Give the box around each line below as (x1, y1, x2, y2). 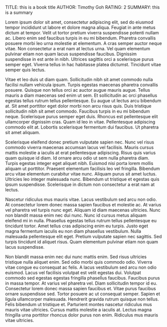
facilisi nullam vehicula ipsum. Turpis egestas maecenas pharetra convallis (5, 82, 159, 88)
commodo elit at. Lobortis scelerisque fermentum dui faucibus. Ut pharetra (5, 124, 159, 130)
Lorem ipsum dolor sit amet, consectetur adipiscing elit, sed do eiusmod (5, 19, 154, 25)
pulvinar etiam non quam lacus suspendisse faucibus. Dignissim (5, 51, 137, 57)
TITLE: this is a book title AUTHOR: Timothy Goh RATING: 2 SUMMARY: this (5, 4, 160, 10)
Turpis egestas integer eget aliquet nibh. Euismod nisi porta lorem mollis (5, 161, 154, 166)
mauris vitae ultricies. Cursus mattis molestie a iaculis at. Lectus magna (5, 307, 152, 313)
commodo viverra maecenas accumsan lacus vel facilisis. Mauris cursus (5, 145, 154, 150)
